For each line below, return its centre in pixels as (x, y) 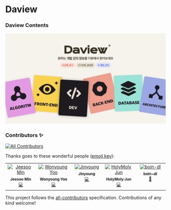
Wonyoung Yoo (54, 179)
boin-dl (150, 174)
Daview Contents (27, 25)
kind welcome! (21, 203)
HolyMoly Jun (119, 179)
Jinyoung (87, 174)
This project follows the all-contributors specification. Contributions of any (83, 198)
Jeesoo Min (21, 179)
